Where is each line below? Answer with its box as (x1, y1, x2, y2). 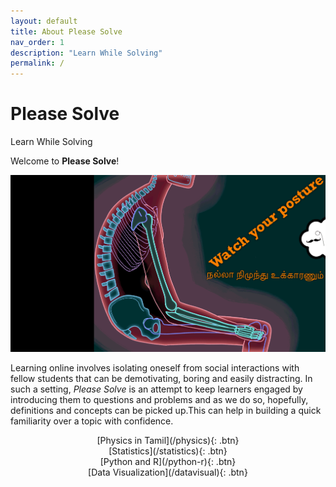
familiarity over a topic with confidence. (10, 415, 174, 427)
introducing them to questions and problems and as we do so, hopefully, (10, 394, 309, 406)
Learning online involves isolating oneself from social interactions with (10, 362, 300, 374)
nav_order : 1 (10, 37, 65, 47)
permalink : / (10, 58, 65, 69)
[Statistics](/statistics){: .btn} (108, 445, 228, 457)
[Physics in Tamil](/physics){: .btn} (96, 435, 240, 447)
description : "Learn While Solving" (10, 48, 163, 58)
